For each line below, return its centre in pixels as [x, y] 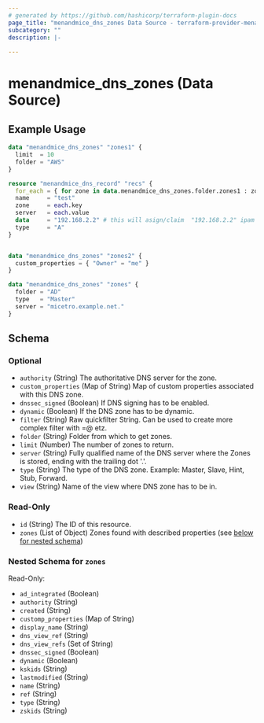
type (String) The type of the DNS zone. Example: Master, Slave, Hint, [132, 470]
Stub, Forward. [44, 478]
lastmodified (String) [54, 677]
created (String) [45, 610]
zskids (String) [44, 710]
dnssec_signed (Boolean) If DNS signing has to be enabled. [114, 403]
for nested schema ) [51, 540]
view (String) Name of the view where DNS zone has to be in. [118, 487]
